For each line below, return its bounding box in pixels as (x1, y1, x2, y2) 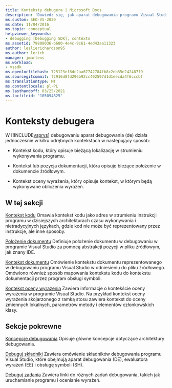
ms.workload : (5, 60, 33, 65)
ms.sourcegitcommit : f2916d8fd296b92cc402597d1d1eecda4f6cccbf (5, 74, 143, 79)
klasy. (5, 307, 18, 313)
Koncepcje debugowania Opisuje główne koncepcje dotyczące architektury (5, 335, 165, 341)
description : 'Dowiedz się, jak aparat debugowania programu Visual (5, 12, 155, 17)
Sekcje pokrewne (5, 322, 62, 331)
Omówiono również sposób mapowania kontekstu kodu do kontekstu (5, 270, 151, 276)
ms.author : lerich (5, 50, 45, 55)
